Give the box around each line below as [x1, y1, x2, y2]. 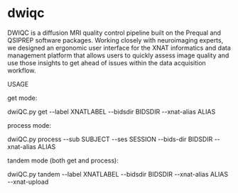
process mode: [7, 121, 52, 129]
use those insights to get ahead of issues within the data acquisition [7, 58, 206, 67]
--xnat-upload [7, 177, 49, 186]
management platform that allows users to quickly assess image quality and [7, 51, 229, 60]
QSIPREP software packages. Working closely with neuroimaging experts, [7, 35, 224, 44]
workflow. [7, 66, 36, 75]
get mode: [7, 94, 38, 102]
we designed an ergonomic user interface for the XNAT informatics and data [7, 43, 231, 52]
